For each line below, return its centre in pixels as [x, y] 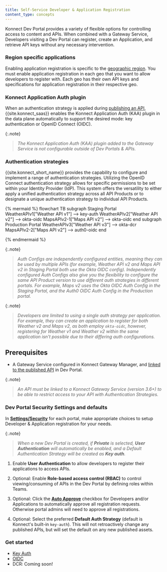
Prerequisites [26, 352]
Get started [19, 543]
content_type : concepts [30, 14]
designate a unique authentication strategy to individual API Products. [77, 199]
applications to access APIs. [41, 469]
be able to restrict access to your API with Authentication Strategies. [88, 395]
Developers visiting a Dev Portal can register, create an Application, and [79, 39]
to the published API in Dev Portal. [48, 370]
